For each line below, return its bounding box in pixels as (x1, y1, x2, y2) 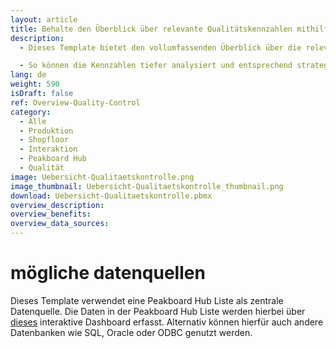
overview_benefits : (10, 209, 92, 220)
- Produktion (19, 126, 74, 136)
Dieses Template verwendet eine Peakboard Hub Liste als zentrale (10, 294, 284, 306)
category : (10, 107, 52, 117)
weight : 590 (10, 79, 60, 90)
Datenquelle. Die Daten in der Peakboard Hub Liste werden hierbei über (10, 305, 306, 317)
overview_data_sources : (10, 219, 110, 229)
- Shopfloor (19, 135, 70, 145)
